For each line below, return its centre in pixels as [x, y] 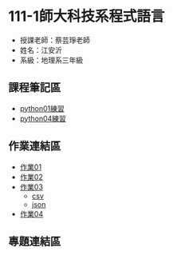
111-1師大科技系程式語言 [86, 16]
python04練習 [43, 118]
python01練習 [42, 108]
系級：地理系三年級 [51, 60]
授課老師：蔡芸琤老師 [55, 40]
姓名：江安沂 [41, 50]
